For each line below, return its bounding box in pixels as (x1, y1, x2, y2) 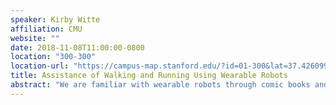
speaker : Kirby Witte (10, 14, 101, 25)
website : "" (10, 33, 60, 43)
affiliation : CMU (10, 24, 83, 34)
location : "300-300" (10, 52, 97, 62)
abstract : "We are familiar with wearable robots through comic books (10, 80, 311, 90)
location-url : (10, 61, 70, 71)
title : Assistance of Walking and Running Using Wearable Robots (10, 71, 288, 81)
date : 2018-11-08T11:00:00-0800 (10, 42, 145, 53)
